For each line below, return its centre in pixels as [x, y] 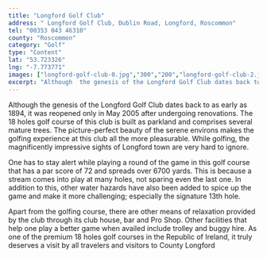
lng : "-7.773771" [37, 67]
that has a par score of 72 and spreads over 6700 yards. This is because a [130, 171]
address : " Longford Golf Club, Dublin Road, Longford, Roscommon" [122, 23]
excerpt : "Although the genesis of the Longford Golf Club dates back [129, 82]
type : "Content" [35, 52]
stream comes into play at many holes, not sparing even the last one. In [125, 179]
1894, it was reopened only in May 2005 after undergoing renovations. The [131, 113]
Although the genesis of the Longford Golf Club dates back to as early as [128, 105]
